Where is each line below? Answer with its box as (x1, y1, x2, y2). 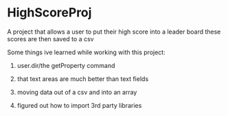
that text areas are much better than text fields (16, 74, 149, 83)
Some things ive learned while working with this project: (7, 48, 166, 56)
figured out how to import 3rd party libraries (16, 101, 142, 109)
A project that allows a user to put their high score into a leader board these (7, 27, 221, 36)
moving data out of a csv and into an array (16, 88, 137, 96)
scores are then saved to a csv (7, 34, 94, 43)
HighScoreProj (7, 5, 92, 21)
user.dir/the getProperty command (16, 61, 115, 69)
